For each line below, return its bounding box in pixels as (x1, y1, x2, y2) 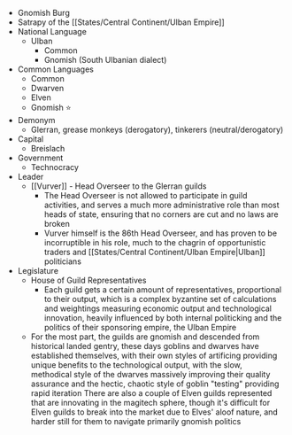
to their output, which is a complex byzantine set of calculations (43, 294, 277, 304)
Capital (17, 134, 44, 144)
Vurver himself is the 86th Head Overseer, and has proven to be (43, 228, 277, 238)
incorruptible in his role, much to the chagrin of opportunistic (43, 237, 266, 247)
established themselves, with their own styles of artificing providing (30, 350, 278, 361)
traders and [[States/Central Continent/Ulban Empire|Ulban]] (43, 247, 265, 257)
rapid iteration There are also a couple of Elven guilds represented (30, 388, 273, 398)
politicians (43, 256, 82, 267)
